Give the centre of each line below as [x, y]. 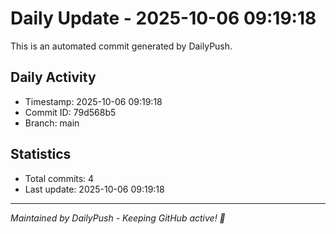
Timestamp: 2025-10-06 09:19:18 [93, 101]
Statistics [41, 154]
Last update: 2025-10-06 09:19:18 [94, 189]
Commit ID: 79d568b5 [70, 112]
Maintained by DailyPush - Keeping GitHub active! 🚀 [118, 218]
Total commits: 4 [59, 178]
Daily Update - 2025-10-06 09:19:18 [163, 18]
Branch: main [52, 123]
